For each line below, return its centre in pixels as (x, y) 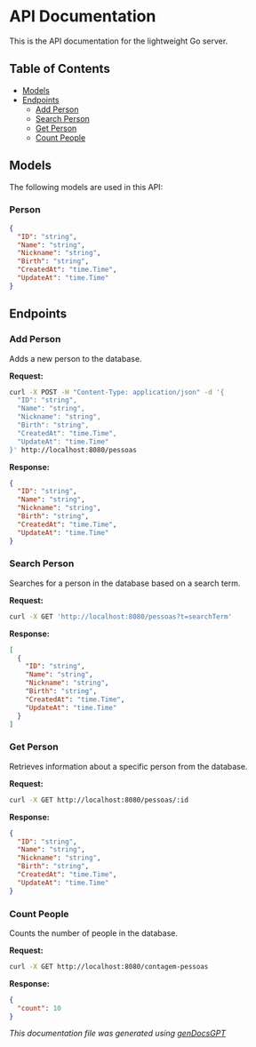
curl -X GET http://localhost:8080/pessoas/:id (99, 800)
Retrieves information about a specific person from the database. (128, 766)
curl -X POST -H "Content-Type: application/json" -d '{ (117, 392)
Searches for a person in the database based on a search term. (125, 583)
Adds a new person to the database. (76, 358)
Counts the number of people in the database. (94, 933)
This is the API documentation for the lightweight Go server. (119, 41)
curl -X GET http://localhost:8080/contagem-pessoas (109, 966)
